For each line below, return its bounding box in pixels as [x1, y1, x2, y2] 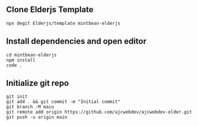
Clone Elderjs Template [6, 5, 94, 15]
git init [6, 94, 28, 100]
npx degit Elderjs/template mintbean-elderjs [6, 20, 120, 26]
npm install [6, 57, 36, 63]
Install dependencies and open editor [6, 37, 147, 47]
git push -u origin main [6, 114, 68, 120]
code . [6, 62, 23, 68]
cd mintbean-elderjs [6, 52, 58, 58]
